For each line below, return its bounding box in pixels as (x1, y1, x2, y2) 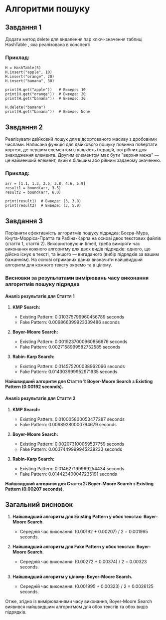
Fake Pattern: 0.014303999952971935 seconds (19, 369, 118, 375)
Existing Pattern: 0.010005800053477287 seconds (19, 416, 125, 422)
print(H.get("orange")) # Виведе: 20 (5, 92, 86, 97)
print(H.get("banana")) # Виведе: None (5, 109, 91, 114)
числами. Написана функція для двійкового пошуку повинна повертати (5, 141, 158, 148)
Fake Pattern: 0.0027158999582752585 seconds (19, 344, 121, 350)
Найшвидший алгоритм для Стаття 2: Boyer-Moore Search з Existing (5, 480, 154, 486)
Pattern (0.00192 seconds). (5, 384, 64, 390)
